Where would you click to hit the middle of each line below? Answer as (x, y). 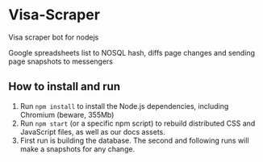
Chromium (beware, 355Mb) (67, 114)
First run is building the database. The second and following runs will (134, 140)
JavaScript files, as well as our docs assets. (92, 131)
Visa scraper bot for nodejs (54, 37)
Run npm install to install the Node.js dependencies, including (124, 106)
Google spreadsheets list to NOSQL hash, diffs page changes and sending (132, 52)
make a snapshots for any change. (77, 149)
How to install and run (65, 87)
